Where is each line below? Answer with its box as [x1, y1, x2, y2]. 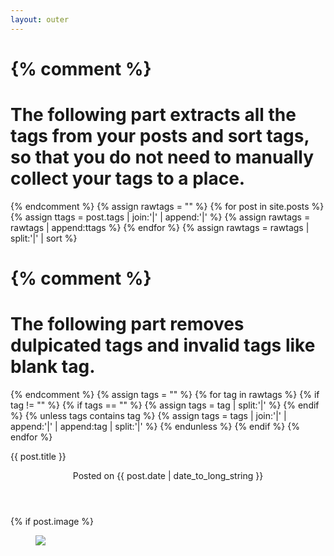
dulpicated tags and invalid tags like [10, 334, 316, 357]
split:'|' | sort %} [10, 232, 78, 244]
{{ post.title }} [10, 450, 67, 462]
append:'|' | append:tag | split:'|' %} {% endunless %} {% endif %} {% [10, 420, 300, 432]
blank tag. [10, 356, 96, 378]
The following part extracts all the [10, 104, 297, 126]
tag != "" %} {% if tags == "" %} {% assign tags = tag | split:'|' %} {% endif [10, 399, 320, 411]
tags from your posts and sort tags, [10, 125, 310, 147]
